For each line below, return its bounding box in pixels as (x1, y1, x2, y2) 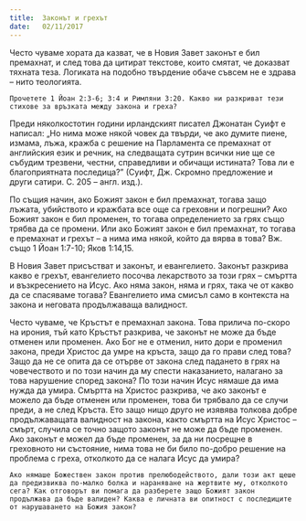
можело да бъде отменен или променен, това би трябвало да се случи (9, 394, 289, 405)
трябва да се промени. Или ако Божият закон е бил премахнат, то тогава (9, 223, 296, 234)
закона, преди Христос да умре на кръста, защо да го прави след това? (9, 346, 292, 356)
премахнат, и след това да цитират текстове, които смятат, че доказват (9, 57, 290, 68)
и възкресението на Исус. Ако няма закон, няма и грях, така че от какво (9, 280, 294, 291)
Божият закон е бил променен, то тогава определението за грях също (9, 213, 285, 224)
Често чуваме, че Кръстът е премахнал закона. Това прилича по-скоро (9, 316, 290, 327)
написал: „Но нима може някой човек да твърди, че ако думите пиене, (9, 127, 288, 138)
